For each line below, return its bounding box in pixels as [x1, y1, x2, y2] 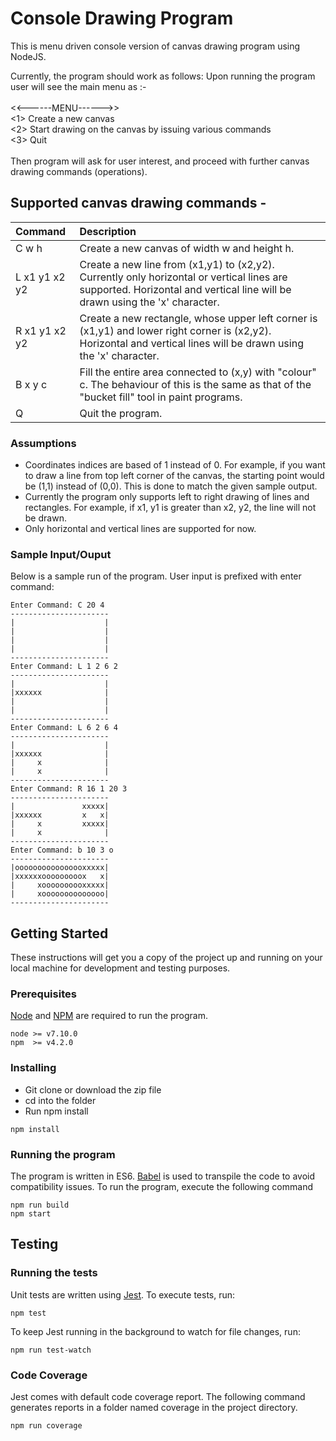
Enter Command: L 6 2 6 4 [10, 723, 118, 733]
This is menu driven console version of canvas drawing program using [10, 40, 301, 52]
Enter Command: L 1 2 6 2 [10, 662, 118, 672]
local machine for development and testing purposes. [10, 962, 231, 974]
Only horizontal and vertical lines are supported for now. [24, 523, 257, 535]
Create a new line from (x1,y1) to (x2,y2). [79, 257, 275, 271]
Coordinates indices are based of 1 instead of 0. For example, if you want [24, 459, 326, 471]
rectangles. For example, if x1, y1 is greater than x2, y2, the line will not [24, 502, 317, 514]
